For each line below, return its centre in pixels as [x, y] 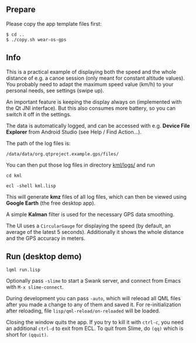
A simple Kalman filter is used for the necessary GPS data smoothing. [90, 214]
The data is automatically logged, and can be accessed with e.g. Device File [98, 125]
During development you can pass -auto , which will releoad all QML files [94, 298]
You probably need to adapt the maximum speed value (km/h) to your [90, 84]
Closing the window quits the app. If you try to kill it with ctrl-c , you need [95, 322]
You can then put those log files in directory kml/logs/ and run [80, 165]
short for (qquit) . [27, 335]
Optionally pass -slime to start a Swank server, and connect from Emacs [94, 281]
